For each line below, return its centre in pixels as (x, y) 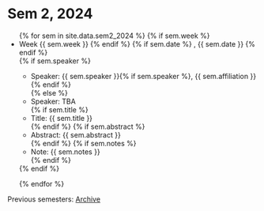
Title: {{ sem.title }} (61, 118)
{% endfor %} (41, 183)
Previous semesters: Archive (54, 199)
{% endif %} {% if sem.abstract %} (88, 126)
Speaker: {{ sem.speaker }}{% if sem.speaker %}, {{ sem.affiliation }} (143, 76)
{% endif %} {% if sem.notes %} (83, 143)
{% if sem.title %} (59, 109)
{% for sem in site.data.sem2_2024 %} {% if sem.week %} (114, 36)
